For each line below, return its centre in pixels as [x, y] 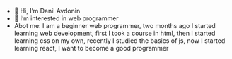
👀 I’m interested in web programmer [66, 18]
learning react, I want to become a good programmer [91, 48]
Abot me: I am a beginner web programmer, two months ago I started [115, 26]
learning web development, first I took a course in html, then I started [115, 33]
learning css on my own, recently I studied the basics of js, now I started [120, 41]
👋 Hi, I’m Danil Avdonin [47, 11]
